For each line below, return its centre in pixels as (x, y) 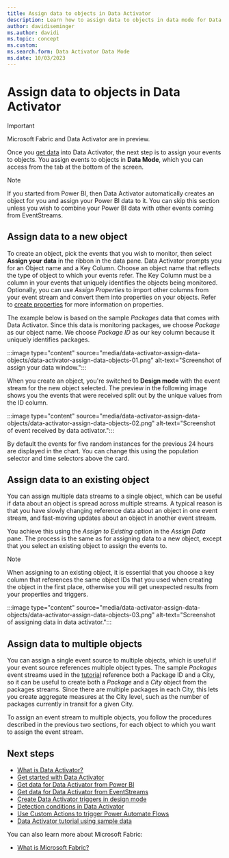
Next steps (31, 753)
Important (21, 126)
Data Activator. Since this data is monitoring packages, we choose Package (113, 325)
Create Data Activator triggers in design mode (82, 799)
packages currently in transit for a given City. (71, 704)
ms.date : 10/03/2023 (37, 58)
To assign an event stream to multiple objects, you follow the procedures (109, 717)
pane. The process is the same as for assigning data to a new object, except (114, 538)
